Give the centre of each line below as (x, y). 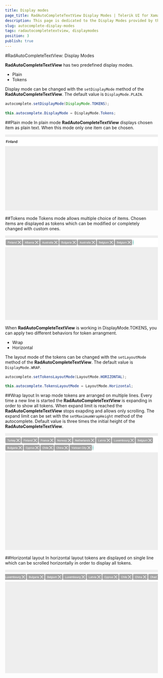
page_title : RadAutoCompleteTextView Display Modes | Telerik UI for (77, 15)
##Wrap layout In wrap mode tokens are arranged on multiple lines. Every (79, 395)
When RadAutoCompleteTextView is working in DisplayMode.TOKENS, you (81, 328)
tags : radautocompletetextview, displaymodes (52, 31)
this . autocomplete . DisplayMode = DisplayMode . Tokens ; (61, 113)
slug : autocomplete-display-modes (40, 26)
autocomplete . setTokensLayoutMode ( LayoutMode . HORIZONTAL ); (66, 377)
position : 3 (17, 36)
